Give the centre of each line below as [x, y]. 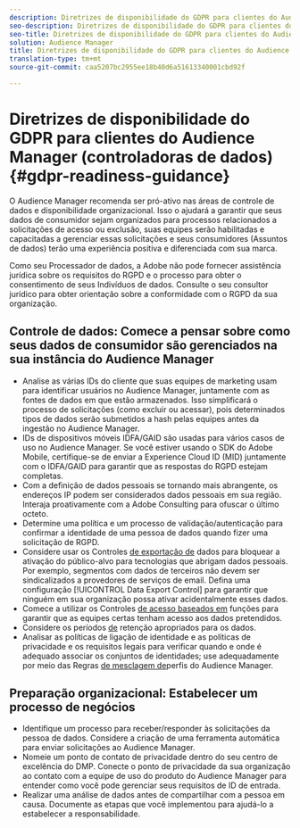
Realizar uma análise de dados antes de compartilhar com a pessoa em [154, 795]
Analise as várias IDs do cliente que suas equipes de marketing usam [150, 381]
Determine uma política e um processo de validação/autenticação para [153, 523]
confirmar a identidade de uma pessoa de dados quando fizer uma [145, 533]
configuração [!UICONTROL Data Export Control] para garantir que [145, 589]
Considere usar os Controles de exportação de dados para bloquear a [151, 551]
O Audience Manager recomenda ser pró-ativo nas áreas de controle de [142, 201]
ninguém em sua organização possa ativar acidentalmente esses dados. [155, 599]
